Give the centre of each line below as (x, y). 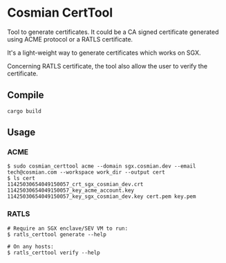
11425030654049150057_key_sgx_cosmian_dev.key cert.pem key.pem (102, 197)
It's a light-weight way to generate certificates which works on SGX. (104, 53)
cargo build (24, 111)
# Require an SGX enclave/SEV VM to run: (68, 228)
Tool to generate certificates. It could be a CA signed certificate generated (113, 32)
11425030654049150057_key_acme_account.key (71, 191)
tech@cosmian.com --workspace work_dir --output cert (86, 172)
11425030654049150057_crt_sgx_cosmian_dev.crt (75, 185)
